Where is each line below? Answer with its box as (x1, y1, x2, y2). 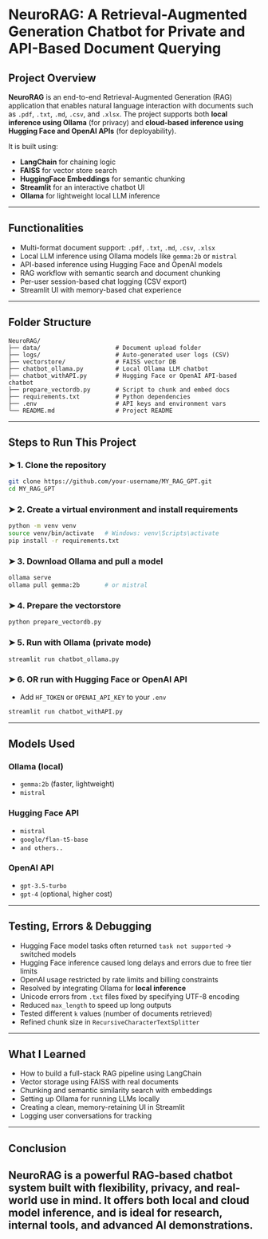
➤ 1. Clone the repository (8, 459, 107, 470)
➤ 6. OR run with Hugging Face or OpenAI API (8, 674, 187, 685)
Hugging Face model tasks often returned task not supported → (19, 941, 232, 950)
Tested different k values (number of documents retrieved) (19, 1009, 213, 1018)
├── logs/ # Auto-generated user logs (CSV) (8, 351, 230, 359)
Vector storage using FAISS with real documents (19, 1077, 179, 1087)
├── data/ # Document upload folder (8, 344, 202, 352)
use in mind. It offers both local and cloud (39, 1194, 250, 1207)
